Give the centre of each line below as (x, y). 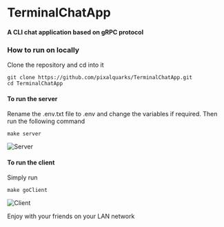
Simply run (22, 177)
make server (24, 134)
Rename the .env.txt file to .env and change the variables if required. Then (112, 114)
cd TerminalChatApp (35, 84)
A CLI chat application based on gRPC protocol (75, 32)
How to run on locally (43, 50)
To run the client (31, 162)
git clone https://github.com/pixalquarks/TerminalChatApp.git (100, 78)
